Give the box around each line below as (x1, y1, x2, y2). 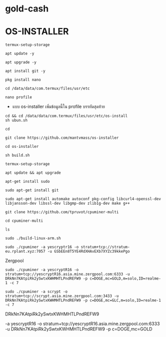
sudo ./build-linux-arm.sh (5, 236, 61, 241)
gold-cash (5, 3, 49, 14)
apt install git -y (5, 68, 46, 74)
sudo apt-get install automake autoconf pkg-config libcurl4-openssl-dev (5, 197, 162, 202)
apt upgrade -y (5, 60, 37, 65)
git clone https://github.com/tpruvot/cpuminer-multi (5, 210, 119, 215)
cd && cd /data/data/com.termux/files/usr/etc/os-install (5, 113, 128, 119)
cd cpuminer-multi (5, 218, 43, 224)
